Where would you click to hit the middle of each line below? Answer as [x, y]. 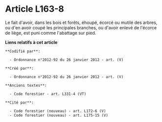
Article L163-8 [35, 9]
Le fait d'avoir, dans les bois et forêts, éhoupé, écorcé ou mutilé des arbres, [81, 22]
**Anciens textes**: [26, 85]
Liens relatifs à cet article [31, 42]
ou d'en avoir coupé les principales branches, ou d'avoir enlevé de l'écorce [81, 27]
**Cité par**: [20, 102]
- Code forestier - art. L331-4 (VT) [48, 94]
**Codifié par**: [23, 51]
